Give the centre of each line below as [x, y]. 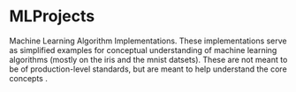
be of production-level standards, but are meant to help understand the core [148, 69]
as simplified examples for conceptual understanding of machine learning [143, 50]
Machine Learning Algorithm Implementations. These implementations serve [148, 41]
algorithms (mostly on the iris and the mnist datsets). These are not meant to [148, 59]
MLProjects [52, 16]
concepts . [29, 78]
